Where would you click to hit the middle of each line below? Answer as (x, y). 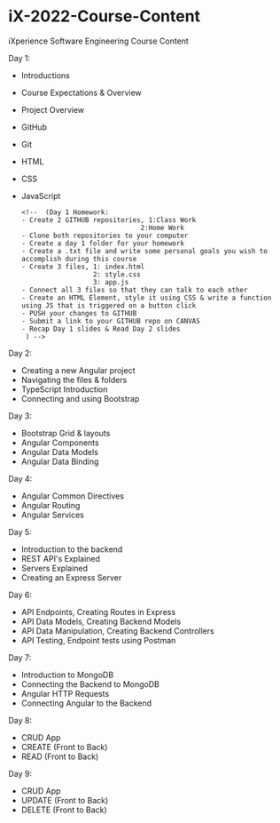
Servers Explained (54, 568)
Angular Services (53, 515)
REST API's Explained (61, 558)
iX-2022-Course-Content (105, 16)
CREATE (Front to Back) (64, 747)
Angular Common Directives (73, 496)
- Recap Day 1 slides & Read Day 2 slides (101, 329)
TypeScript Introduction (64, 389)
